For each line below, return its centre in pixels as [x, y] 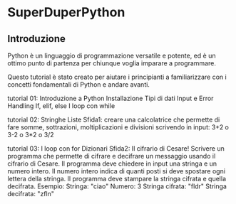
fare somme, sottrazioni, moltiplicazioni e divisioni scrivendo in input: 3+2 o [118, 127]
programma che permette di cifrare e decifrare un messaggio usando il [112, 156]
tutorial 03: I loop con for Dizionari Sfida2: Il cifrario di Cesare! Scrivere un [116, 149]
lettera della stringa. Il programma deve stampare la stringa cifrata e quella [117, 179]
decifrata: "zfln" [31, 194]
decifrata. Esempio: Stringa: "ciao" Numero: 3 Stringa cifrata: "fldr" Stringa [117, 186]
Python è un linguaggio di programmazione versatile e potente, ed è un [112, 55]
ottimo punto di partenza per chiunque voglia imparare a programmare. [112, 63]
